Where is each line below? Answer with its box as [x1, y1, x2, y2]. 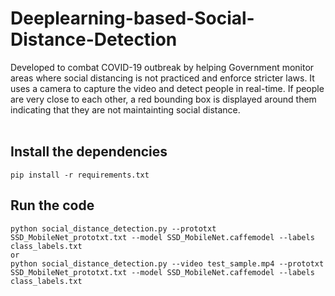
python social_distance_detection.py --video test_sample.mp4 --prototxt [10, 258, 325, 269]
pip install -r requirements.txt [10, 170, 150, 180]
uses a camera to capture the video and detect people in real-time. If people [10, 82, 325, 94]
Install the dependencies [10, 143, 168, 161]
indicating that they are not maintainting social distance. [10, 103, 241, 116]
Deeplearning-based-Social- [10, 7, 255, 30]
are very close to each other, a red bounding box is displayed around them [10, 93, 317, 105]
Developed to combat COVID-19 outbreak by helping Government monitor [10, 61, 315, 73]
